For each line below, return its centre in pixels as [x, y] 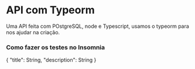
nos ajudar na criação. [33, 32]
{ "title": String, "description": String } [51, 60]
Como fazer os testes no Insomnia [56, 47]
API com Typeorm [50, 10]
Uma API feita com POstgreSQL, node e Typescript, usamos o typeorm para [97, 26]
